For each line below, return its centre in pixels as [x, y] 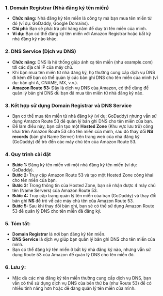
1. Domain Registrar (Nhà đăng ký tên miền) [57, 8]
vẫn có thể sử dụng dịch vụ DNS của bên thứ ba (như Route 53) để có [82, 283]
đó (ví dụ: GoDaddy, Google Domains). [51, 23]
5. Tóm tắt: [18, 224]
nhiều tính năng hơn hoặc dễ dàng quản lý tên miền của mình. [74, 288]
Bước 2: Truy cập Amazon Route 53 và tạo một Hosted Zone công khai [83, 175]
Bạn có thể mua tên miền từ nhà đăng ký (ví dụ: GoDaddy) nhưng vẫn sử [84, 116]
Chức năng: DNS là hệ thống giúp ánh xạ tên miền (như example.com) [82, 62]
